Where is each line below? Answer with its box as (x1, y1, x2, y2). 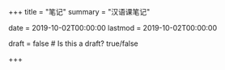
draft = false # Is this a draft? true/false (8, 39, 139, 48)
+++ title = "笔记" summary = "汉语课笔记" (8, 7, 151, 16)
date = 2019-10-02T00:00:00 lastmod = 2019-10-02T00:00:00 (8, 23, 217, 32)
